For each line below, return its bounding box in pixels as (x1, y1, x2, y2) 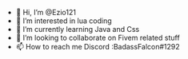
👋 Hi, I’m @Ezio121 (15, 8, 76, 17)
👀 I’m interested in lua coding (15, 16, 112, 26)
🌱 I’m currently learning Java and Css (15, 25, 140, 33)
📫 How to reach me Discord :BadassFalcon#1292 (15, 42, 180, 51)
